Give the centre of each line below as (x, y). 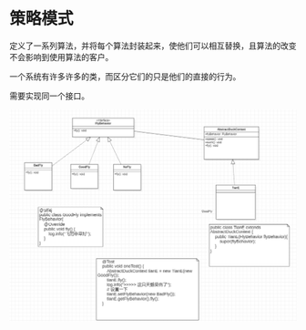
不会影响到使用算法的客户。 (61, 57)
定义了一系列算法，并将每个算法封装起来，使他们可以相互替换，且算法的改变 (153, 46)
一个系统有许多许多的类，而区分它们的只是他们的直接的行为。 (125, 76)
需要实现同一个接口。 (49, 96)
